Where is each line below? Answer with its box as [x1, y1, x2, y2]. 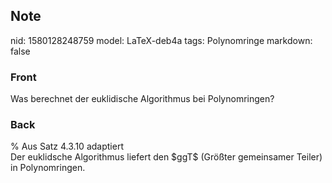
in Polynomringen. [10, 162, 86, 174]
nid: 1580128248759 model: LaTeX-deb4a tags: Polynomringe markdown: [10, 34, 313, 46]
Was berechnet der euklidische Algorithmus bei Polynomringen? [10, 93, 275, 105]
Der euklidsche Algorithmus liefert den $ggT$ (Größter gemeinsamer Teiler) [10, 151, 323, 163]
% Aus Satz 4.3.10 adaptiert [10, 140, 124, 153]
